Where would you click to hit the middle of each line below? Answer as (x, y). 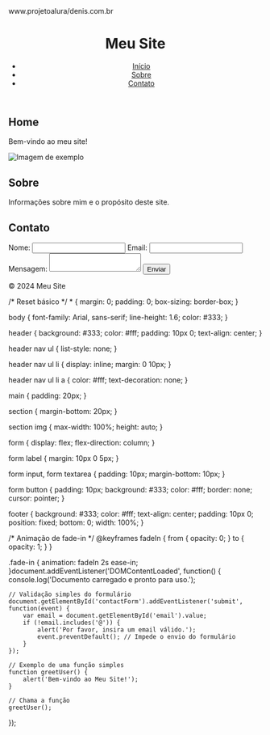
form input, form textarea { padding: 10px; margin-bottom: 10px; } (117, 474)
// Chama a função (39, 700)
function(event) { (39, 608)
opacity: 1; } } (30, 547)
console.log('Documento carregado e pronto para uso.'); (102, 579)
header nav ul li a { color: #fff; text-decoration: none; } (98, 380)
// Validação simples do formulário (70, 594)
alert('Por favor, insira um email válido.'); (117, 629)
